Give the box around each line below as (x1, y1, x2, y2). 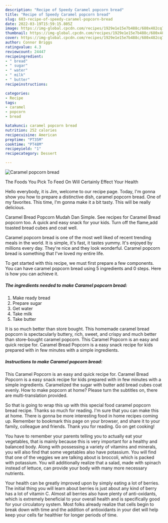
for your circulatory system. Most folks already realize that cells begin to (5, 501, 154, 507)
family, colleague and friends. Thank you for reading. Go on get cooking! (5, 423, 155, 429)
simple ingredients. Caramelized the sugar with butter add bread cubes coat (5, 381, 162, 388)
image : (5, 26, 19, 31)
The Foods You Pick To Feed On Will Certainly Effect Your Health (5, 179, 138, 185)
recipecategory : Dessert (5, 151, 57, 156)
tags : (5, 100, 16, 105)
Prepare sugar (12, 300, 42, 306)
